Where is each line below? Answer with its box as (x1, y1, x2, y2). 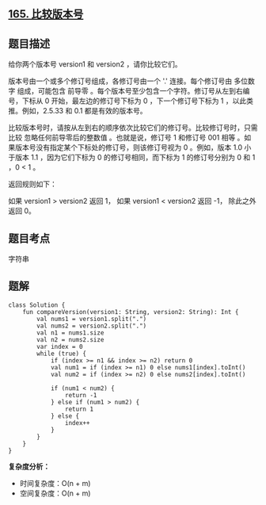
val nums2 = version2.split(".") (36, 322, 147, 330)
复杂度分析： (8, 461, 50, 471)
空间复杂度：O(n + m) (19, 488, 91, 498)
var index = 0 (36, 342, 83, 350)
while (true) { (36, 350, 87, 358)
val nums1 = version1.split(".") (36, 315, 147, 323)
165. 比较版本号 (8, 7, 84, 21)
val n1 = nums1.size (36, 328, 104, 337)
